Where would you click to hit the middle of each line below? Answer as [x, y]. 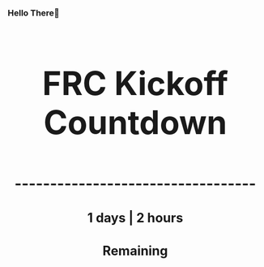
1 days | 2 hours [135, 217]
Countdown [135, 122]
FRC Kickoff [135, 83]
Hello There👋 [34, 13]
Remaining [135, 251]
